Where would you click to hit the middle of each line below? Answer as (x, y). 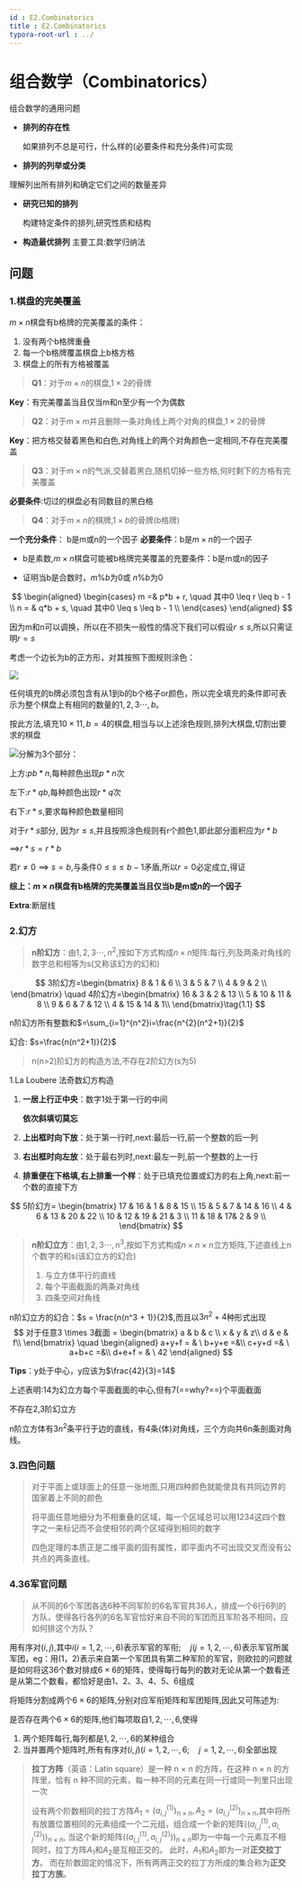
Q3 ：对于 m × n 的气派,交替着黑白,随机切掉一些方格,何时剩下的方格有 (157, 470)
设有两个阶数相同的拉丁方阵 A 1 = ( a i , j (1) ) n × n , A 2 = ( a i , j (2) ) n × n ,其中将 (157, 1811)
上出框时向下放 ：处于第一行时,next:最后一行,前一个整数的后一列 (140, 1137)
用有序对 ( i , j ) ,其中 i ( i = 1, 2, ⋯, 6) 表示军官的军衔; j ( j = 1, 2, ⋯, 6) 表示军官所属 (149, 1647)
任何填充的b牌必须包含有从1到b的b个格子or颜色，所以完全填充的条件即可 (144, 693)
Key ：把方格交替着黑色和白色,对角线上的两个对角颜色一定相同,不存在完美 (145, 440)
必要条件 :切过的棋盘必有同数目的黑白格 (82, 501)
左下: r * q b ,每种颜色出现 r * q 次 (65, 792)
